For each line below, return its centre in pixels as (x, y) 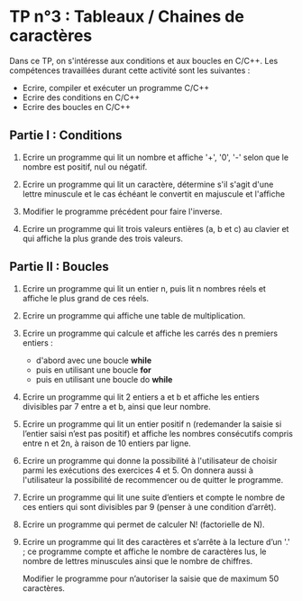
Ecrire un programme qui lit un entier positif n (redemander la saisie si (152, 424)
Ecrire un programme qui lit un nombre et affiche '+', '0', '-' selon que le (156, 157)
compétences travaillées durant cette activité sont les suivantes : (130, 70)
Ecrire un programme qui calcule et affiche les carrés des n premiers (150, 333)
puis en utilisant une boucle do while (104, 379)
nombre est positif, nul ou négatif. (85, 166)
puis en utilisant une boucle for (93, 370)
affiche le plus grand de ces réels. (86, 298)
